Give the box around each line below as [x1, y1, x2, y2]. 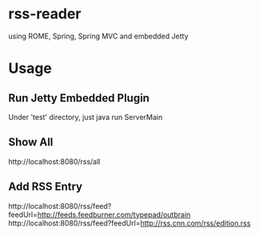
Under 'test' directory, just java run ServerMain [8, 112, 163, 122]
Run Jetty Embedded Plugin [8, 91, 150, 105]
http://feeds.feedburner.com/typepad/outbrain [37, 210, 191, 219]
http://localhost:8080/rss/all [8, 157, 101, 166]
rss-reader [8, 5, 82, 23]
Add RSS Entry [8, 180, 82, 194]
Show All [8, 135, 54, 149]
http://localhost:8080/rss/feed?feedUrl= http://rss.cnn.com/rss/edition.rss [8, 218, 251, 228]
